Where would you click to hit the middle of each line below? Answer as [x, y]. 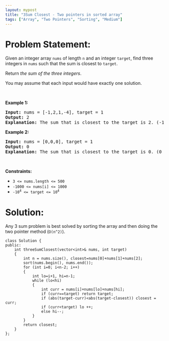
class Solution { [23, 241]
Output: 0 [17, 147]
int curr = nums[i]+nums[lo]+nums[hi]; [83, 289]
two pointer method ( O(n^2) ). [35, 232]
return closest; [40, 325]
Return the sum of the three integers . [44, 73]
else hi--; [53, 312]
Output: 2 [17, 117]
